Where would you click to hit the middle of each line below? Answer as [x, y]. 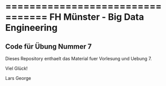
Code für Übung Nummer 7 [49, 46]
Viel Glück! [16, 68]
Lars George [18, 78]
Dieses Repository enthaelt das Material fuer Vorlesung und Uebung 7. [78, 58]
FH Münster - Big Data [97, 17]
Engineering [31, 28]
